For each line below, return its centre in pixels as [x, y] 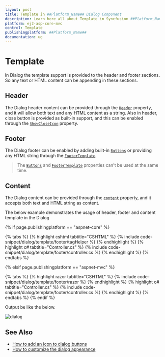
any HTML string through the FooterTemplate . [51, 156]
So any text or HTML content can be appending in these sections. [72, 80]
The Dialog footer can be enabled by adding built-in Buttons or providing [79, 150]
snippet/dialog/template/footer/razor [42, 282]
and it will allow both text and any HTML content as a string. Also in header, [81, 113]
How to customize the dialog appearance [54, 349]
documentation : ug [24, 37]
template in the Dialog [27, 218]
